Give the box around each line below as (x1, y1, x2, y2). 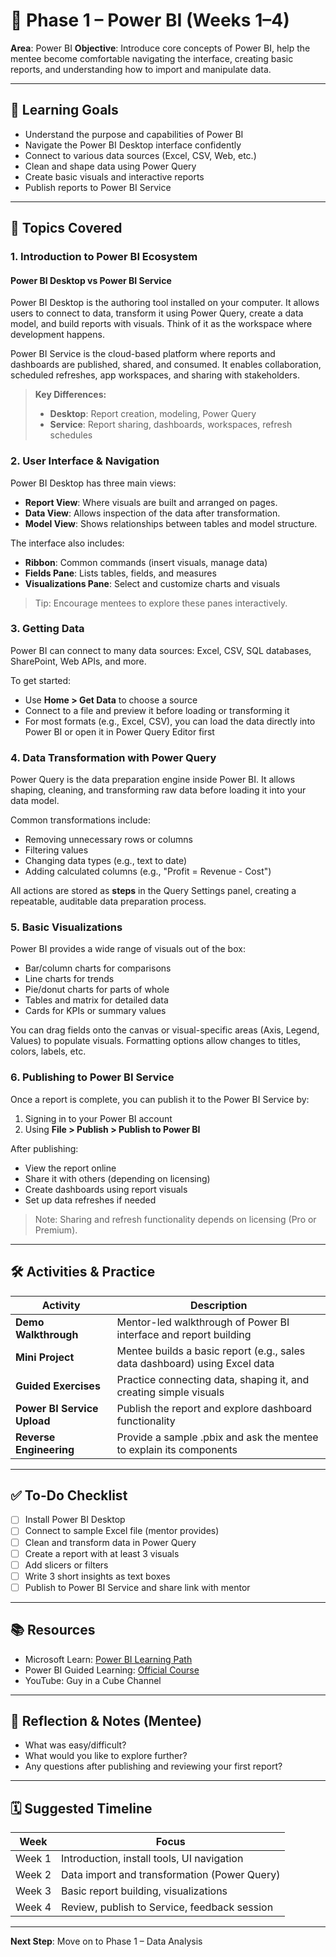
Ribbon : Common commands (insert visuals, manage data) (24, 556, 268, 568)
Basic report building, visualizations (61, 1884, 228, 1898)
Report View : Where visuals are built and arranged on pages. (24, 496, 278, 508)
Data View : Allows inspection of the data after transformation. (24, 507, 281, 519)
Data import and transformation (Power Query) (61, 1868, 281, 1882)
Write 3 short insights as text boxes (24, 1570, 171, 1582)
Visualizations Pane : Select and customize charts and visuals (24, 577, 281, 589)
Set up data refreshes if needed (24, 1194, 157, 1206)
